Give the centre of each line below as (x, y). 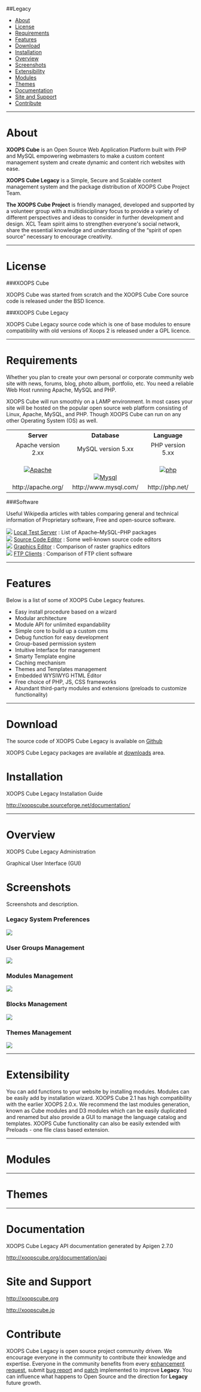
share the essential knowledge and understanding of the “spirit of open (94, 230)
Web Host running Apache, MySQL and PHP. (61, 390)
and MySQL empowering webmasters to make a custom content (85, 156)
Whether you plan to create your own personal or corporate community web (100, 377)
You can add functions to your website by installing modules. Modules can (98, 1092)
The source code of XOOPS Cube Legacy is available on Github (84, 741)
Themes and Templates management (61, 669)
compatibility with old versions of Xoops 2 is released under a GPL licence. (98, 330)
